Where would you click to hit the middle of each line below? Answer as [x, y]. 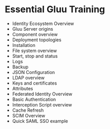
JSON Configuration [34, 72]
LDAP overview [28, 78]
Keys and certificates [35, 83]
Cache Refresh [28, 110]
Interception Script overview [42, 105]
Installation [24, 45]
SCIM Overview [29, 115]
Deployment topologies [37, 40]
